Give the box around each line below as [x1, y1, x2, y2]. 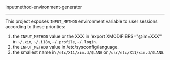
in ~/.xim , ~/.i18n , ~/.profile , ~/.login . [12, 39, 97, 44]
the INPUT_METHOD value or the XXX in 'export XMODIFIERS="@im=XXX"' [12, 33, 163, 39]
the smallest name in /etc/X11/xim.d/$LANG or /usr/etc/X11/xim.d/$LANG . [12, 49, 165, 55]
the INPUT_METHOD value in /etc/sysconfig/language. [12, 44, 119, 50]
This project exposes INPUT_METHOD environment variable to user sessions [5, 18, 158, 24]
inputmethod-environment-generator [5, 4, 82, 10]
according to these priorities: [5, 24, 66, 29]
